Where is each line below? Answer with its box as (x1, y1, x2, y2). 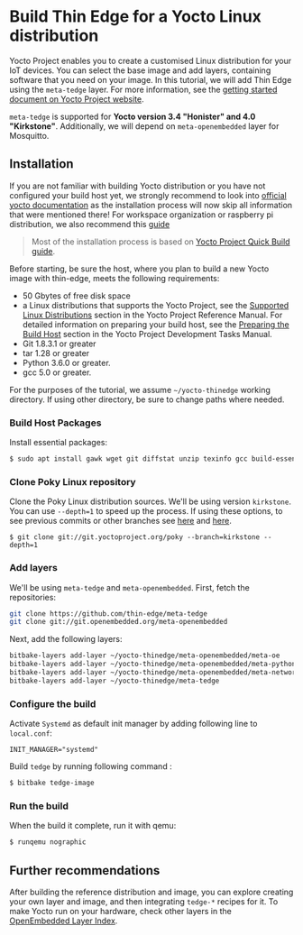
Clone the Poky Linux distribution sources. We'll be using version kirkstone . (9, 496, 291, 507)
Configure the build (9, 697, 96, 710)
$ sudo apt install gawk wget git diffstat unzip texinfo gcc (9, 454, 248, 463)
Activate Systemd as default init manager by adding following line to (9, 719, 258, 729)
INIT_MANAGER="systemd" (9, 746, 99, 755)
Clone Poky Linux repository (9, 475, 137, 488)
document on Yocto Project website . (9, 93, 144, 105)
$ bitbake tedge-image (9, 778, 95, 788)
